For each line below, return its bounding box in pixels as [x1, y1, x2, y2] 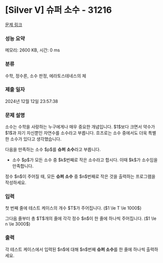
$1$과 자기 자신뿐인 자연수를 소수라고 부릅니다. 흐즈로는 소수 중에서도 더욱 [5, 130, 147, 136]
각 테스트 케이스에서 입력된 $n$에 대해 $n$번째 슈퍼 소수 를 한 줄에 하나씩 [5, 246, 145, 252]
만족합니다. [12, 163, 34, 169]
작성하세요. [5, 180, 27, 185]
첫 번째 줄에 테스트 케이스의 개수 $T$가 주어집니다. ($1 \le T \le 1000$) [5, 205, 142, 211]
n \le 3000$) [5, 221, 30, 227]
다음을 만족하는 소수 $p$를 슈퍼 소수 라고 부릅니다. [5, 147, 101, 153]
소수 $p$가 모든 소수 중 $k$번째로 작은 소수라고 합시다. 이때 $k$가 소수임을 [12, 157, 158, 163]
